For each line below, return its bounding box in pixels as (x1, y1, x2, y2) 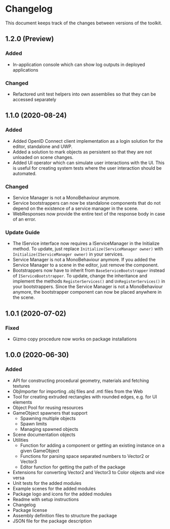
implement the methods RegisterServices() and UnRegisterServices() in (12, 278, 165, 285)
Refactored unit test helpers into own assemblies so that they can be (12, 91, 156, 97)
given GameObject (20, 448, 59, 454)
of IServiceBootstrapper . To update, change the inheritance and (12, 273, 148, 279)
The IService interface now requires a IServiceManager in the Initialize (12, 240, 160, 246)
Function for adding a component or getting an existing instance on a (20, 442, 165, 448)
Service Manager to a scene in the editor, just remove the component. (12, 262, 159, 268)
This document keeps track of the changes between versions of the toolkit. (5, 20, 162, 26)
